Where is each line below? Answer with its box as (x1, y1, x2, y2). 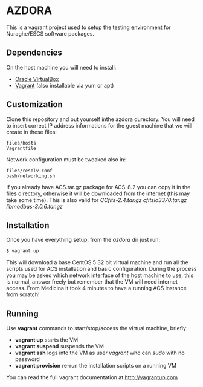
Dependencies (6, 48, 62, 58)
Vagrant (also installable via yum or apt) (14, 82, 114, 89)
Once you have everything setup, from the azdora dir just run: (6, 236, 161, 244)
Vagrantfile (6, 145, 36, 151)
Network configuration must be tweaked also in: (6, 155, 126, 163)
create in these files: (6, 128, 57, 135)
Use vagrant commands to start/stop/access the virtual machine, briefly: (6, 325, 188, 332)
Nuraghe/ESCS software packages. (6, 30, 95, 37)
